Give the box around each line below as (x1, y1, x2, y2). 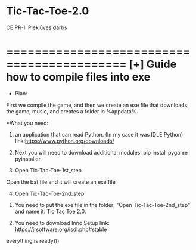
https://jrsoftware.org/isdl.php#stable (14, 226, 107, 233)
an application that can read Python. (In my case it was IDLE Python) (14, 131, 183, 138)
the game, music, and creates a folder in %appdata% (6, 107, 137, 115)
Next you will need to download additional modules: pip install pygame (14, 149, 188, 156)
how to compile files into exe (6, 70, 151, 84)
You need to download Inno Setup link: (14, 219, 110, 226)
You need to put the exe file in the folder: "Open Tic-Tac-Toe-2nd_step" (14, 201, 191, 208)
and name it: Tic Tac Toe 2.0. (14, 208, 86, 215)
